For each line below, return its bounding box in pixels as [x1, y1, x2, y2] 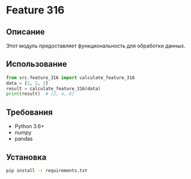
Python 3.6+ [14, 123, 45, 130]
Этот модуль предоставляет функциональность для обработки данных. [6, 42, 186, 49]
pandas [14, 135, 33, 142]
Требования [6, 107, 53, 117]
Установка [6, 152, 47, 162]
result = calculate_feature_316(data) [6, 85, 101, 91]
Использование [6, 59, 67, 69]
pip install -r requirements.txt [6, 167, 88, 173]
